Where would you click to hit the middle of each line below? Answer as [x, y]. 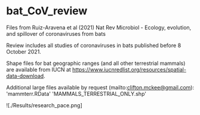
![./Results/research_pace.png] [44, 105]
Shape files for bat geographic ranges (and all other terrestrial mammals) [96, 63]
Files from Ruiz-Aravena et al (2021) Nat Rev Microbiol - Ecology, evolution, [99, 27]
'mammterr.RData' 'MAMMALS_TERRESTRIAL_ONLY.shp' [76, 94]
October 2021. [24, 51]
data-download [25, 76]
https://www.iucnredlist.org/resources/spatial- [130, 69]
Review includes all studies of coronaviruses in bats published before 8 [94, 45]
